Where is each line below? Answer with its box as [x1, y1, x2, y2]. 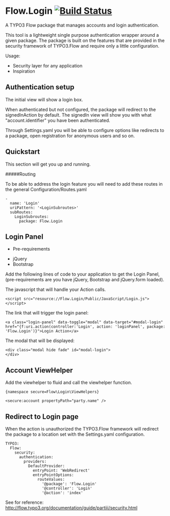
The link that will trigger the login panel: [5, 310, 89, 316]
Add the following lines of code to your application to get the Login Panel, [5, 271, 160, 277]
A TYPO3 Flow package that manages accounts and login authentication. [5, 22, 159, 28]
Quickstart [5, 147, 40, 156]
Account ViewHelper [5, 366, 73, 374]
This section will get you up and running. [5, 161, 91, 167]
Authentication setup [5, 83, 75, 92]
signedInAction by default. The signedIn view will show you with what [5, 111, 152, 118]
